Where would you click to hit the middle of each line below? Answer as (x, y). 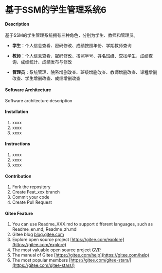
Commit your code (31, 197)
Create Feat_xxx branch (36, 192)
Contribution (18, 176)
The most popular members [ (41, 260)
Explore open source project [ (42, 240)
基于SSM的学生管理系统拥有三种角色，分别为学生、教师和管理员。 (72, 35)
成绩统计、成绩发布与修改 (46, 62)
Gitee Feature (19, 213)
